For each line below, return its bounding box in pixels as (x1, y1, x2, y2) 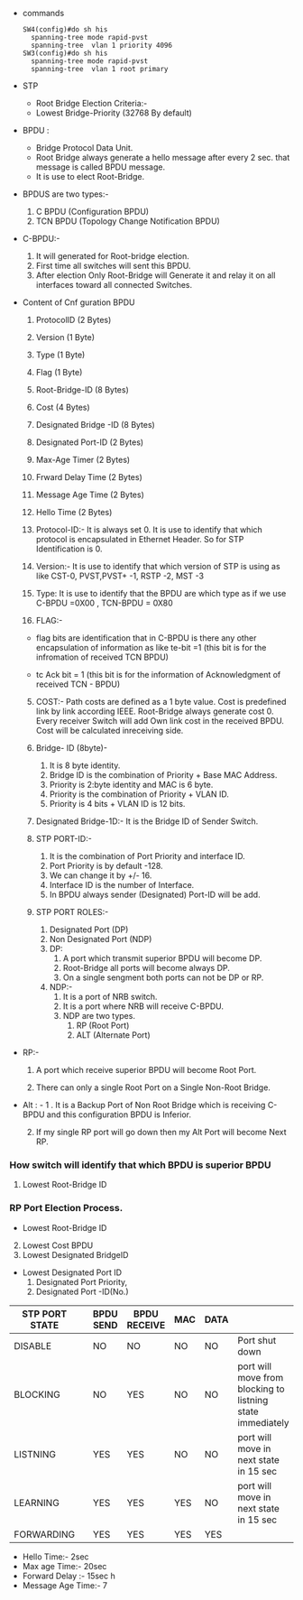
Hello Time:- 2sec (22, 1551, 89, 1562)
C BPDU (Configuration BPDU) (35, 207, 150, 217)
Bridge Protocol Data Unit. (35, 143, 133, 153)
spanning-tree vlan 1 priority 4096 (31, 41, 173, 50)
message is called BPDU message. (35, 162, 165, 172)
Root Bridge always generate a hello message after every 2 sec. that (35, 153, 290, 162)
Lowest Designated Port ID (22, 1267, 123, 1278)
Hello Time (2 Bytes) (35, 507, 113, 517)
